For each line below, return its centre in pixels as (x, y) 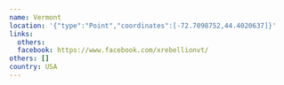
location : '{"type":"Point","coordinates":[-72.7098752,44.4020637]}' (143, 26)
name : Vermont (36, 17)
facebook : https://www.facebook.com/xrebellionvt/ (113, 50)
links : (21, 34)
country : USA (33, 67)
